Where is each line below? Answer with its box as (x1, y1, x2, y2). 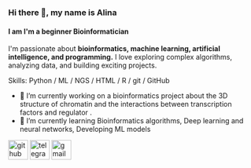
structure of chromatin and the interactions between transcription (19, 100, 232, 109)
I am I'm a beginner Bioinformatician (8, 27, 129, 36)
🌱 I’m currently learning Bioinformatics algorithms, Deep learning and (19, 116, 244, 126)
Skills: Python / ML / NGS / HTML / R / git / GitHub (8, 76, 171, 86)
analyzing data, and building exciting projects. (8, 60, 157, 70)
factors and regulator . (19, 108, 93, 117)
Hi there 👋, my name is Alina (8, 7, 117, 18)
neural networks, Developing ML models (19, 125, 151, 134)
